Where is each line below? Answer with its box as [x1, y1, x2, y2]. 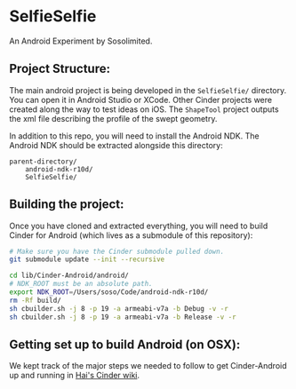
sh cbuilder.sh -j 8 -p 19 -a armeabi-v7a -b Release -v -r [9, 313, 237, 322]
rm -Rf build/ [9, 296, 62, 305]
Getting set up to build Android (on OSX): [9, 337, 241, 352]
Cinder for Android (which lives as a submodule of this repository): [9, 229, 253, 241]
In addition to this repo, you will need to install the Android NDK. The [9, 131, 260, 141]
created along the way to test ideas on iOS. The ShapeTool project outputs [9, 104, 279, 115]
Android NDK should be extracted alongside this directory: [9, 139, 224, 150]
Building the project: [9, 197, 124, 212]
